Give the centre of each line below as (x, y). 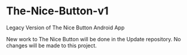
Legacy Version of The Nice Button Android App (65, 27)
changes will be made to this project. (52, 45)
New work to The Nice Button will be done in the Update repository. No (93, 39)
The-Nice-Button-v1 (57, 11)
